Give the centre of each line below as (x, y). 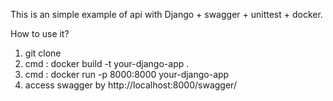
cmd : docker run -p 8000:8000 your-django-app (127, 74)
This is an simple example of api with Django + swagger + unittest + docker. (166, 14)
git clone (43, 53)
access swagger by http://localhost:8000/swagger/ (130, 85)
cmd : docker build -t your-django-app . (107, 63)
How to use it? (40, 33)
